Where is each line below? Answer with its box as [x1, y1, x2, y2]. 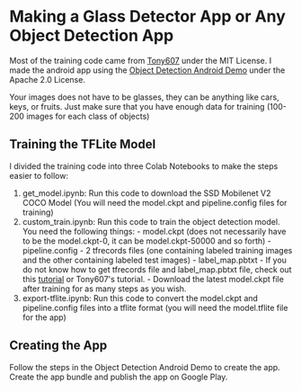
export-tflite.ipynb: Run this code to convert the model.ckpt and [22, 292, 259, 303]
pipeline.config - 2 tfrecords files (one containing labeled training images [22, 244, 293, 255]
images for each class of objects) [26, 111, 150, 121]
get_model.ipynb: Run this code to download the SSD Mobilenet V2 [22, 187, 271, 199]
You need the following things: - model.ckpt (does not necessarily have [22, 226, 287, 236]
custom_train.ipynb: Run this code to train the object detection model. [22, 216, 280, 227]
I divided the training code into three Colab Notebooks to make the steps [9, 160, 279, 172]
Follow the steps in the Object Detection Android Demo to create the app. [9, 361, 280, 372]
